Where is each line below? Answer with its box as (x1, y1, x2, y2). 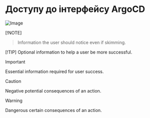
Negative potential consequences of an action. (5, 87, 101, 93)
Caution (5, 78, 21, 84)
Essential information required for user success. (5, 68, 104, 74)
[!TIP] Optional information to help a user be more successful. (5, 49, 132, 55)
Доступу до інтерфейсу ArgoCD (5, 3, 145, 15)
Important (5, 58, 25, 64)
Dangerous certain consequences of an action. (5, 107, 102, 113)
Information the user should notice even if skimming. (17, 39, 126, 45)
